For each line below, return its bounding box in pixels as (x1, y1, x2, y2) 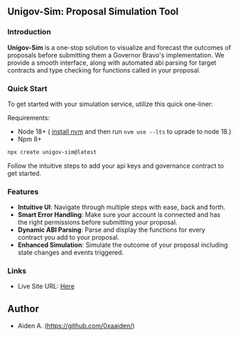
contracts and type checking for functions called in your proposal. (7, 65, 201, 74)
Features (7, 186, 39, 196)
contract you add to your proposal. (17, 233, 119, 242)
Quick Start (7, 83, 48, 93)
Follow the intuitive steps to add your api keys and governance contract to (7, 161, 225, 170)
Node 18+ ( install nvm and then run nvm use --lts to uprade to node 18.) (17, 127, 232, 136)
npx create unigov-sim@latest (7, 149, 97, 156)
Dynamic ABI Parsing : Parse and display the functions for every (17, 225, 206, 234)
